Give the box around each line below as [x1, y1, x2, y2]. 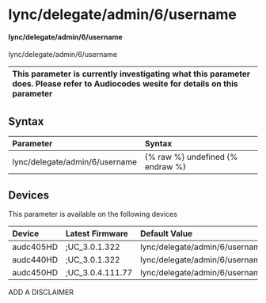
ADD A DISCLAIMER [8, 287, 74, 297]
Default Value [139, 228, 192, 239]
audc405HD [12, 241, 58, 252]
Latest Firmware [65, 228, 129, 239]
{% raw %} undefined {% [144, 152, 238, 163]
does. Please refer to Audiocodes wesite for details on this [12, 78, 238, 89]
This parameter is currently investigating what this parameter [12, 69, 251, 80]
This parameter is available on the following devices [8, 210, 178, 219]
